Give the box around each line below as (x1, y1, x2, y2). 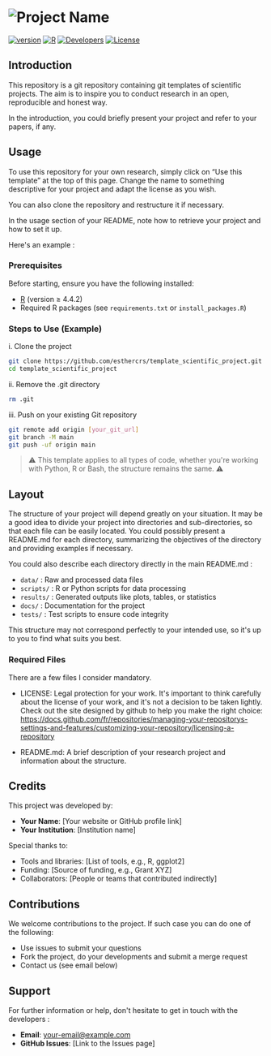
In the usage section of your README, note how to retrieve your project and (8, 215, 261, 225)
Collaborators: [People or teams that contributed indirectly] (19, 873, 218, 884)
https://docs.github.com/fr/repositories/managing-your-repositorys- (19, 714, 248, 724)
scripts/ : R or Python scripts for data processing (19, 584, 186, 593)
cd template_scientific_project (8, 365, 117, 373)
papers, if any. (8, 122, 57, 131)
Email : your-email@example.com (19, 1029, 131, 1039)
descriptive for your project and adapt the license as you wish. (8, 183, 217, 194)
